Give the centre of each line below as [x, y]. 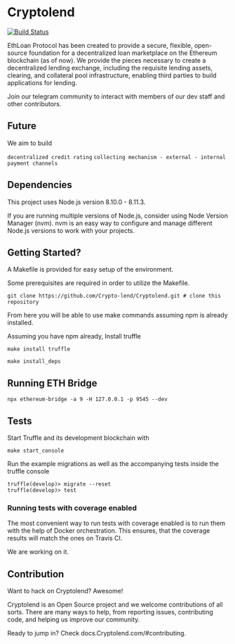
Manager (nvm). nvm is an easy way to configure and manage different [110, 223]
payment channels [33, 163]
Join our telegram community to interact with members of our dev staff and [116, 96]
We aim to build [30, 143]
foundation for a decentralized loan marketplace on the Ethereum [123, 53]
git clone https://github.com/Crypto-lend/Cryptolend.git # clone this [114, 296]
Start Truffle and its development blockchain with [78, 438]
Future [22, 126]
